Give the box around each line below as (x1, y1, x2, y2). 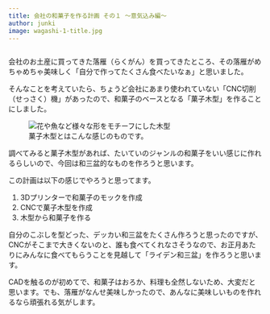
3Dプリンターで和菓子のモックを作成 (19, 192, 143, 202)
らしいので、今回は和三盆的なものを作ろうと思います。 (15, 159, 199, 168)
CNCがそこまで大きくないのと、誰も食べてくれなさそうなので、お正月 (8, 240, 242, 250)
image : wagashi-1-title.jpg (8, 27, 103, 35)
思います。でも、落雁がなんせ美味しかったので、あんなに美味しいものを (8, 287, 247, 297)
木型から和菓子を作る (19, 213, 91, 222)
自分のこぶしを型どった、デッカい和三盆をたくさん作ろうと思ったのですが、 (8, 230, 263, 240)
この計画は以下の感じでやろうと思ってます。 (8, 176, 156, 185)
